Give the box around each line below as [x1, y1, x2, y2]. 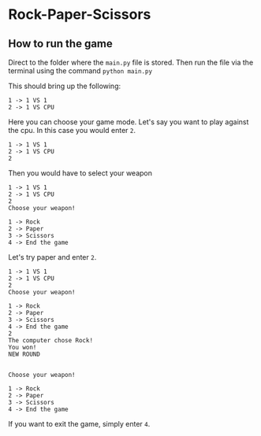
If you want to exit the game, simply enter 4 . [8, 419, 151, 428]
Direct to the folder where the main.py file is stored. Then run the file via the [8, 57, 254, 67]
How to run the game [8, 37, 113, 50]
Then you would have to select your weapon [8, 168, 152, 178]
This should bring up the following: [8, 81, 121, 91]
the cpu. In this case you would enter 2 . [8, 126, 136, 135]
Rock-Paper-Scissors [8, 6, 151, 24]
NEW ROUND [8, 350, 41, 358]
